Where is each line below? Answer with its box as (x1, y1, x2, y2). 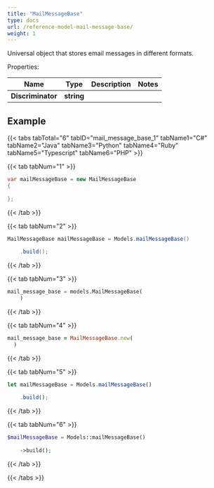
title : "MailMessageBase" (7, 10, 83, 18)
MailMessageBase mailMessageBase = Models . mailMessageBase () (7, 235, 190, 242)
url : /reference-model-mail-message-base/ (7, 23, 133, 30)
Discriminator (11, 91, 58, 101)
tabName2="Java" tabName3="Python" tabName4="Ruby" (7, 141, 179, 150)
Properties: (7, 62, 40, 71)
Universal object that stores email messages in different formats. (7, 49, 194, 58)
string (64, 91, 85, 101)
